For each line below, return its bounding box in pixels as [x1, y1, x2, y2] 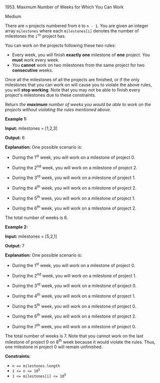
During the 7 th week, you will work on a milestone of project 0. [12, 322, 136, 329]
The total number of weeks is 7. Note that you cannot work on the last [5, 333, 144, 338]
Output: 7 [5, 243, 25, 248]
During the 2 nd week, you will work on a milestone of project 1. [12, 272, 137, 278]
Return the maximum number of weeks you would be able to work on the [5, 102, 151, 107]
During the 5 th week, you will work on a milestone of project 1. [12, 194, 135, 201]
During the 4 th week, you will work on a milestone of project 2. [12, 184, 137, 191]
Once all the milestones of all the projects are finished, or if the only [5, 77, 140, 82]
